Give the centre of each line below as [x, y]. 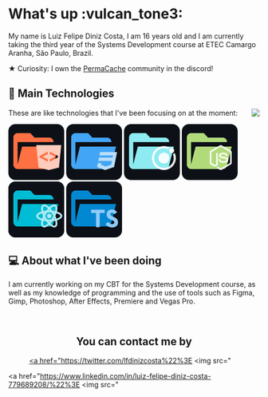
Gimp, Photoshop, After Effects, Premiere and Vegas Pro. [102, 301]
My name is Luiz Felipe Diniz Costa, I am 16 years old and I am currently [126, 36]
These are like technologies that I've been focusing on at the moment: [123, 113]
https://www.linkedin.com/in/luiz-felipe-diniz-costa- [125, 376]
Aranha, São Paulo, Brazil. [51, 53]
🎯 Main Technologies [61, 94]
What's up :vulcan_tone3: [96, 14]
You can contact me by [134, 341]
